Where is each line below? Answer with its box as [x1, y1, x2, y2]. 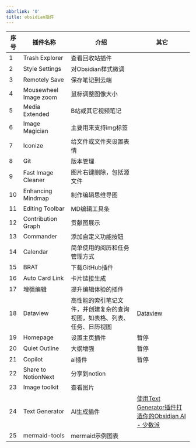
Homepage [23, 333, 54, 341]
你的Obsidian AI [142, 412, 186, 420]
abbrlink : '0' [6, 8, 41, 15]
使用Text [136, 394, 161, 402]
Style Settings [23, 64, 61, 73]
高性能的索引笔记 [71, 296, 118, 305]
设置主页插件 [71, 333, 106, 341]
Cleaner [23, 176, 45, 184]
